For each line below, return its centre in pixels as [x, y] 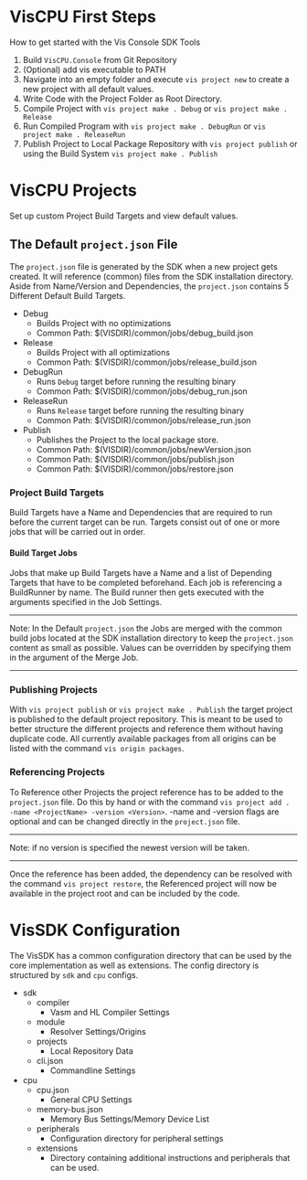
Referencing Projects [57, 772]
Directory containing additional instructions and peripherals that [170, 1157]
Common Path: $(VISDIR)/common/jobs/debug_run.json [142, 391]
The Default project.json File [94, 245]
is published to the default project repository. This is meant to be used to [146, 719]
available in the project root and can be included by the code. [125, 893]
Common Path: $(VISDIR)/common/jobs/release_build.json [147, 362]
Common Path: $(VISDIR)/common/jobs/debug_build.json [145, 333]
